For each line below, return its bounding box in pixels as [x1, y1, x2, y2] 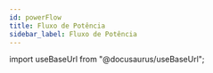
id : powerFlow [9, 12, 62, 22]
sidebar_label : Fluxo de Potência [9, 29, 138, 38]
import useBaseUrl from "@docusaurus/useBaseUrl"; [9, 54, 205, 65]
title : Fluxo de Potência [9, 21, 105, 30]
